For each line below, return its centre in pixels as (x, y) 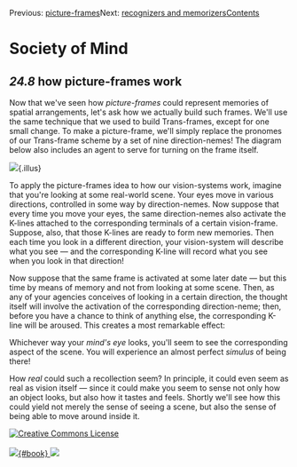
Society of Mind (69, 49)
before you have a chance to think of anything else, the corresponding (138, 316)
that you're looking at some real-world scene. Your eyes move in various (141, 195)
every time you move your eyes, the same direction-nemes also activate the (148, 214)
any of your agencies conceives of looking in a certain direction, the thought (148, 297)
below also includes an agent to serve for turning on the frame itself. (134, 150)
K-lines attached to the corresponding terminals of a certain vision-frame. (144, 223)
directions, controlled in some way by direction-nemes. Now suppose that (144, 204)
